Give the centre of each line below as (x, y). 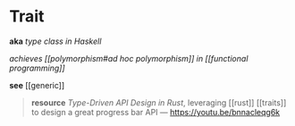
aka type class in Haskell (55, 41)
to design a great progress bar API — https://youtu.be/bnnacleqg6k (156, 112)
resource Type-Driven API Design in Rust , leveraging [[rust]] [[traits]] (159, 102)
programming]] (37, 68)
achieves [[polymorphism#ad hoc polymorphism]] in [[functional (129, 58)
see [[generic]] (37, 85)
